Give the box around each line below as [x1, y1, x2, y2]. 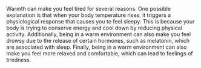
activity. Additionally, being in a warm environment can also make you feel [6, 31, 191, 38]
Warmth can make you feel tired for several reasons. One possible [6, 5, 171, 12]
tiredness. [6, 57, 31, 63]
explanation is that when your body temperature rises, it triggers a [6, 11, 171, 19]
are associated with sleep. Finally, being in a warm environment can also [6, 43, 187, 51]
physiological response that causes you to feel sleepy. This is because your [6, 18, 195, 25]
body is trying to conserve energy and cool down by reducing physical [6, 24, 183, 31]
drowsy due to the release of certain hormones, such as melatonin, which [6, 37, 190, 44]
